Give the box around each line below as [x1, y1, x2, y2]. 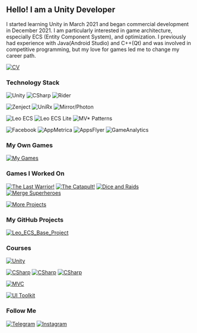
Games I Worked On [6, 169, 65, 177]
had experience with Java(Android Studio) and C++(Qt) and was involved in [6, 39, 192, 46]
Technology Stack [6, 78, 60, 87]
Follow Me [6, 307, 37, 315]
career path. [6, 52, 37, 59]
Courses [6, 243, 31, 252]
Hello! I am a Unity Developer [6, 5, 116, 15]
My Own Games [6, 141, 53, 150]
